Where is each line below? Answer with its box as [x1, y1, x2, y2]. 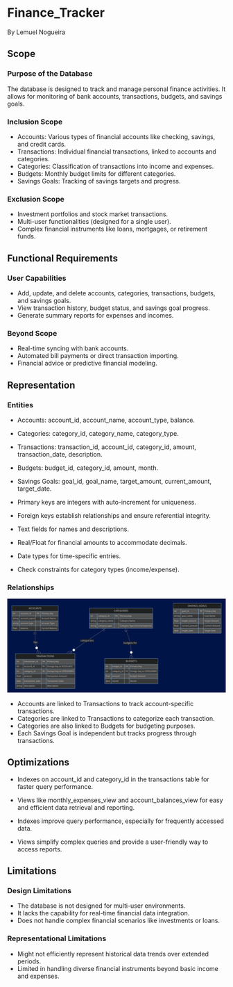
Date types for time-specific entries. [17, 551, 121, 560]
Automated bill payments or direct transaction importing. [17, 352, 179, 360]
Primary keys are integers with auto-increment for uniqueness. [17, 498, 196, 506]
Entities [7, 400, 33, 409]
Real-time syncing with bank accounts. [17, 344, 129, 352]
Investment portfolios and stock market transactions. [17, 210, 169, 218]
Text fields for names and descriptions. [17, 525, 130, 533]
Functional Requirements [7, 252, 118, 264]
